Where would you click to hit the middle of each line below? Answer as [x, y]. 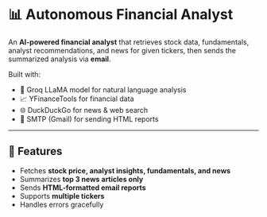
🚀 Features [35, 151]
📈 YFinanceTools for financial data [77, 99]
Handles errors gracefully [62, 204]
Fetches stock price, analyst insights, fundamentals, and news [125, 170]
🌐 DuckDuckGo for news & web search [84, 110]
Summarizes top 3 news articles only [81, 179]
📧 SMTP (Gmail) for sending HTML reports [89, 118]
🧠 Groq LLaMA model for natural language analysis [103, 89]
